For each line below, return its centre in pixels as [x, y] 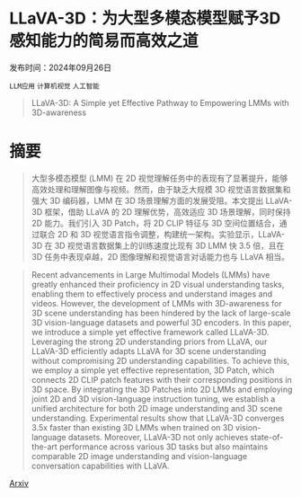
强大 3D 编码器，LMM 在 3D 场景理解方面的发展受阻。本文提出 [147, 200]
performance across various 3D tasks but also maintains [164, 447]
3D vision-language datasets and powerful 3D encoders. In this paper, [161, 322]
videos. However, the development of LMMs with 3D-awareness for [156, 303]
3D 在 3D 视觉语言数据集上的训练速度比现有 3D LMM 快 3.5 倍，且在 [158, 245]
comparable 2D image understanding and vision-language [139, 456]
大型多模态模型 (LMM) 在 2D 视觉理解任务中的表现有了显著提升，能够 [159, 178]
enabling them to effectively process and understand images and [152, 294]
